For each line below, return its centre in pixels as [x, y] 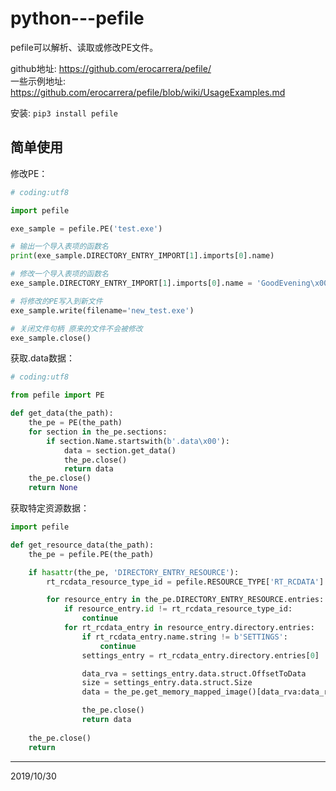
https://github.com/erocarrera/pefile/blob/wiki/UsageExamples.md [148, 92]
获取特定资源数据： [50, 508]
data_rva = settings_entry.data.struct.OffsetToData [194, 673]
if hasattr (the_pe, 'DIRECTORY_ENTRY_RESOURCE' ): [134, 572]
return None [53, 488]
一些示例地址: [38, 81]
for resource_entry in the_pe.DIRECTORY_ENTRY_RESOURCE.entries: [185, 600]
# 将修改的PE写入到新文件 [56, 301]
